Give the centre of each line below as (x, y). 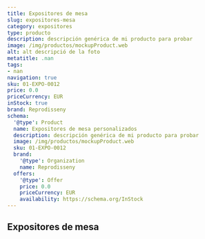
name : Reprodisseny (48, 167)
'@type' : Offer (41, 180)
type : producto (29, 33)
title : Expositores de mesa (48, 13)
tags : (15, 65)
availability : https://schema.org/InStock (81, 199)
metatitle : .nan (30, 59)
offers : (25, 174)
